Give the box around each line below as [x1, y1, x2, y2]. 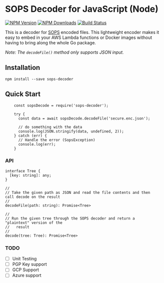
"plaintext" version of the [5, 220, 63, 225]
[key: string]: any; [9, 173, 52, 178]
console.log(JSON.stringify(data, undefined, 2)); [18, 129, 124, 134]
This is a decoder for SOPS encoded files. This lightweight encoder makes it [5, 29, 160, 35]
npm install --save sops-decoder [5, 76, 74, 82]
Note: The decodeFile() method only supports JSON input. [5, 49, 124, 55]
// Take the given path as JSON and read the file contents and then [5, 190, 151, 195]
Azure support [12, 272, 42, 279]
